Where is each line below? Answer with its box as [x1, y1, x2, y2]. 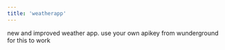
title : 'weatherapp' [7, 10, 67, 17]
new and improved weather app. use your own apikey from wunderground [7, 29, 219, 37]
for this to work [7, 36, 51, 45]
